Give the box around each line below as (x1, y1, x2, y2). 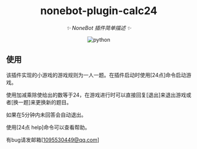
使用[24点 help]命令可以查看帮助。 (6, 124, 90, 131)
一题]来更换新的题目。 (18, 98, 72, 105)
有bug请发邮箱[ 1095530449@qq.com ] (6, 136, 100, 143)
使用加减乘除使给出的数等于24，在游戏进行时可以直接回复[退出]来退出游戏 (6, 91, 186, 98)
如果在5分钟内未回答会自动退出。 (6, 111, 87, 118)
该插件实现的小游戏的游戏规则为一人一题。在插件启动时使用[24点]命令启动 (6, 71, 186, 78)
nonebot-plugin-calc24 (40, 4, 158, 18)
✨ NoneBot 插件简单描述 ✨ (66, 24, 132, 31)
